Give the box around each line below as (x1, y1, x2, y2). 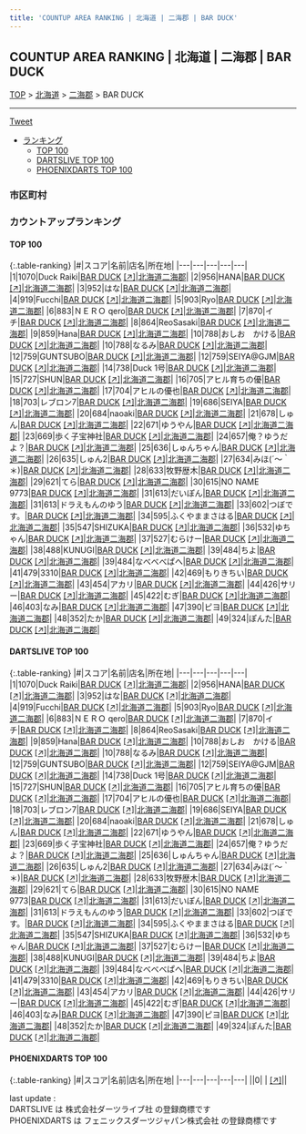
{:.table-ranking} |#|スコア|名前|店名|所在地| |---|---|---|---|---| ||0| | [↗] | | (9, 1074, 288, 1085)
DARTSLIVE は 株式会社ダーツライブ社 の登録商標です (9, 1103, 211, 1114)
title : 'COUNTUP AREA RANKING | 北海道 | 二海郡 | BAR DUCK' (9, 13, 239, 23)
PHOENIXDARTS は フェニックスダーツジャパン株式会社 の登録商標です (9, 1115, 278, 1126)
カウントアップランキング (9, 216, 121, 229)
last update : (9, 1092, 56, 1103)
